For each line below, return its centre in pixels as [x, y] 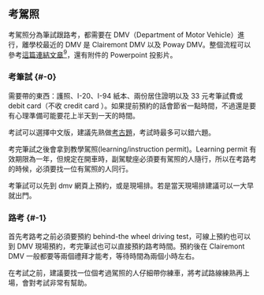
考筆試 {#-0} [32, 77]
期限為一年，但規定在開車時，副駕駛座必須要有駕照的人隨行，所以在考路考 [136, 159]
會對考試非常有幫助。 [56, 283]
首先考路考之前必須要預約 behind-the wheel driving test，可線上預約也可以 [129, 237]
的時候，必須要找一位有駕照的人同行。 [70, 169]
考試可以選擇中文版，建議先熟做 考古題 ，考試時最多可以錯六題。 [112, 132]
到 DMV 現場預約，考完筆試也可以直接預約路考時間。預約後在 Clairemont [126, 246]
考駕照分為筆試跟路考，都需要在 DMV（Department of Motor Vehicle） [123, 35]
